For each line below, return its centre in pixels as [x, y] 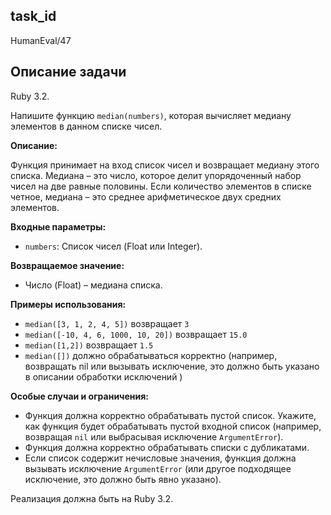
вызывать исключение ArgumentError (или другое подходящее [158, 468]
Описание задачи [68, 72]
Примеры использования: [68, 304]
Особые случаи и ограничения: [80, 396]
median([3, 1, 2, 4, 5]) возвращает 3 [107, 323]
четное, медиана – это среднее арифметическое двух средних [146, 196]
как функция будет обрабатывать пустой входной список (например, [173, 426]
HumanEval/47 [41, 40]
